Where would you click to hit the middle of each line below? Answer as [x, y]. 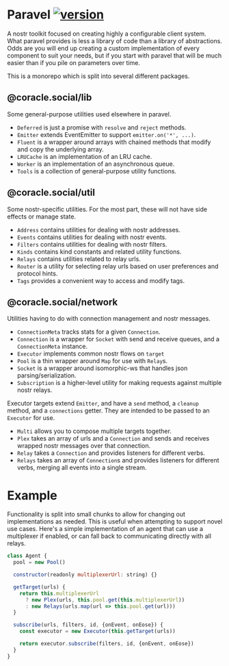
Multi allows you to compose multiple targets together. [94, 431]
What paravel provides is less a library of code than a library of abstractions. [114, 40]
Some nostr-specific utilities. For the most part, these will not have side [107, 209]
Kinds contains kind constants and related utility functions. [99, 251]
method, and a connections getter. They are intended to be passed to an [108, 410]
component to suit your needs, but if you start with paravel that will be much [114, 56]
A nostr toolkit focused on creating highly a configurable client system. [107, 34]
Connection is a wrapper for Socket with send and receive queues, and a [118, 339]
